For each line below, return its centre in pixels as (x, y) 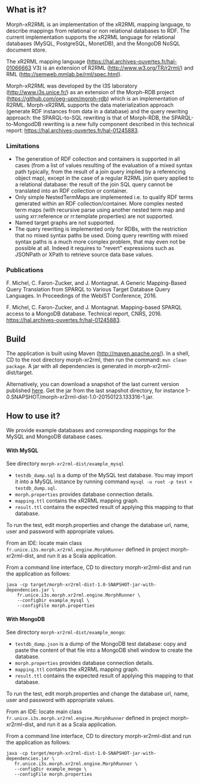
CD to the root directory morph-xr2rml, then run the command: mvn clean (96, 360)
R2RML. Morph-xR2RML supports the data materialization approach (90, 105)
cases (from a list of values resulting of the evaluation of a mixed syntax (104, 165)
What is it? (26, 10)
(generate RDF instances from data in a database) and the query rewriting (97, 111)
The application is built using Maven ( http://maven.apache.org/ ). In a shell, (98, 354)
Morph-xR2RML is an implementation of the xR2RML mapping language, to (99, 24)
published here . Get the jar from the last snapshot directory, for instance (95, 391)
